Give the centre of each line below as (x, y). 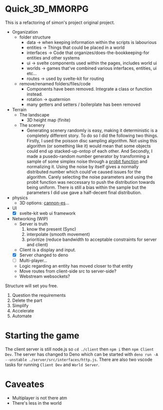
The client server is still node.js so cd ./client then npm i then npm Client (80, 349)
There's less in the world (37, 403)
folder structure (35, 37)
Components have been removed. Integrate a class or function (89, 89)
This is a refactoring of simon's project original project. (60, 22)
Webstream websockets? (45, 276)
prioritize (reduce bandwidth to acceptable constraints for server (92, 239)
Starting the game (42, 336)
